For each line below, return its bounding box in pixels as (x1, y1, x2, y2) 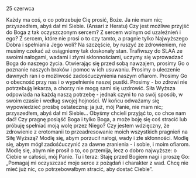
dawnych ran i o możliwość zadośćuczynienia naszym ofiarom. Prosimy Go (6, 73, 188, 79)
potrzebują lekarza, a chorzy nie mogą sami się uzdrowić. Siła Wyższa (6, 85, 176, 91)
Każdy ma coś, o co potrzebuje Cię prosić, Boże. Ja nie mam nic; (6, 16, 163, 23)
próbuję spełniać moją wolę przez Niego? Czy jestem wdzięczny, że (6, 122, 170, 129)
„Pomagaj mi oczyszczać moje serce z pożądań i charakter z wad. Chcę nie (6, 159, 189, 166)
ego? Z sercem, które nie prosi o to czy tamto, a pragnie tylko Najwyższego (6, 35, 188, 42)
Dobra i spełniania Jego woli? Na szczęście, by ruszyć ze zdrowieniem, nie (6, 41, 187, 48)
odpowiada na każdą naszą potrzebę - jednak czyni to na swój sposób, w (6, 91, 183, 98)
